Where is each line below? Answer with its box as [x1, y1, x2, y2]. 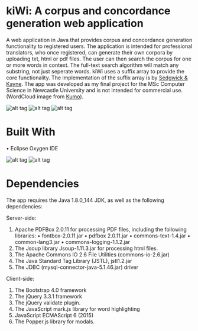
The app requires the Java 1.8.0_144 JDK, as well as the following [6, 197, 164, 204]
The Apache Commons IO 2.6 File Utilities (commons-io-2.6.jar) [14, 250, 170, 258]
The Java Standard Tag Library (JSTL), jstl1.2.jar [14, 257, 132, 264]
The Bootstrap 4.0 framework [14, 286, 87, 294]
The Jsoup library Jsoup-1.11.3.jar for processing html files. [14, 245, 158, 252]
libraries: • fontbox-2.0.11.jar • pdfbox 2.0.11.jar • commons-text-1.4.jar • [14, 232, 191, 239]
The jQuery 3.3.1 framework [14, 293, 83, 300]
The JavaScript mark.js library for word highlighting [14, 305, 140, 312]
